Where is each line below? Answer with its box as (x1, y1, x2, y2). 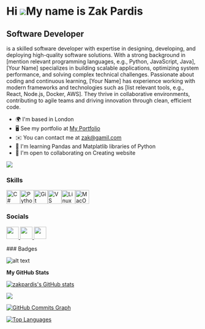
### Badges (6, 245, 38, 252)
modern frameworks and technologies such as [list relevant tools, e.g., (6, 84, 184, 91)
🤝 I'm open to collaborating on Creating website (15, 149, 136, 157)
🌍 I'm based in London (15, 116, 75, 123)
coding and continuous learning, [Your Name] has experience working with (6, 78, 196, 84)
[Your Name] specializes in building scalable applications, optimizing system (6, 64, 199, 72)
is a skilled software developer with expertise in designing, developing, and (6, 45, 196, 52)
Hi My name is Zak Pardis (6, 4, 143, 18)
